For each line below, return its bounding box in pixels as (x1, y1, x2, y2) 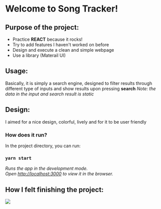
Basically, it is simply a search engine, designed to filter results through (5, 80, 152, 86)
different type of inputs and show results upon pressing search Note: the (5, 85, 156, 91)
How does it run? (5, 131, 48, 138)
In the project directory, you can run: (5, 143, 81, 149)
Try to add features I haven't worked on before (12, 42, 109, 48)
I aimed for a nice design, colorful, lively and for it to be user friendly (5, 119, 147, 125)
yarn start (5, 155, 32, 161)
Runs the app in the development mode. (5, 165, 88, 171)
